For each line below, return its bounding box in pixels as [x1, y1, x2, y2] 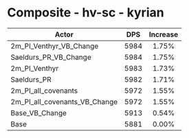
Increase [148, 30, 179, 39]
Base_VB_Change [10, 108, 67, 117]
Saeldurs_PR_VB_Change [10, 52, 91, 62]
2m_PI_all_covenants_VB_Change [10, 97, 118, 106]
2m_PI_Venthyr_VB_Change [10, 41, 99, 51]
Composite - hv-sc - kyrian [7, 5, 164, 21]
